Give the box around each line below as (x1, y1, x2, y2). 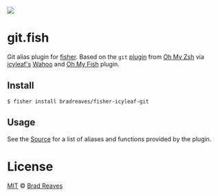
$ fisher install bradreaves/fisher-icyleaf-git (7, 98, 149, 105)
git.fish (7, 30, 50, 46)
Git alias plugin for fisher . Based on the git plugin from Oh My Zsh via (7, 52, 205, 61)
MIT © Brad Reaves (7, 182, 63, 190)
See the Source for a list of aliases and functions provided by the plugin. (7, 134, 212, 143)
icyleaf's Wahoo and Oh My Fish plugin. (7, 60, 120, 68)
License (7, 158, 54, 174)
